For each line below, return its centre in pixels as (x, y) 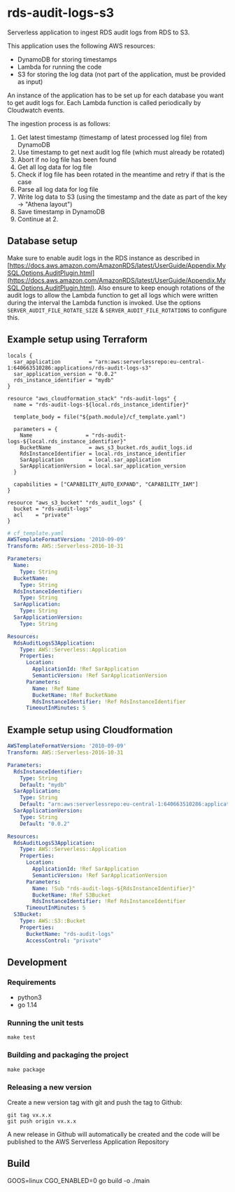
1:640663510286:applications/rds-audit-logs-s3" (79, 368)
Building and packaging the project (68, 1055)
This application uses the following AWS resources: (81, 45)
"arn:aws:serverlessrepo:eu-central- (150, 362)
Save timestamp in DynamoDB (61, 211)
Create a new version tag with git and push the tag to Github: (95, 1102)
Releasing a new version (50, 1087)
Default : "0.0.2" (45, 824)
